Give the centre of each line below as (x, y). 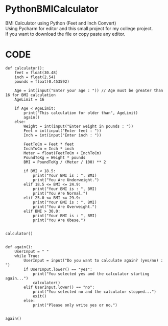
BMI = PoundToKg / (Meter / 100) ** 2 (65, 162)
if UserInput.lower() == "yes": (58, 269)
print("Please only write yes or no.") (75, 305)
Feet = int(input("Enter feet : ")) (63, 131)
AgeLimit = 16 (29, 99)
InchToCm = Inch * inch (49, 149)
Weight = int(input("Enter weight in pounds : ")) (79, 126)
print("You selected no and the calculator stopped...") (94, 292)
